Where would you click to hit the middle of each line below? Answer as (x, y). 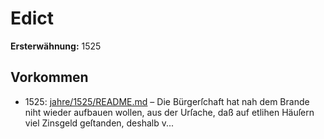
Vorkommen (49, 77)
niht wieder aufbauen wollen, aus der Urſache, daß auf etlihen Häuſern (169, 112)
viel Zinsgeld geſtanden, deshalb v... (99, 123)
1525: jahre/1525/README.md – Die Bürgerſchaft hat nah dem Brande (167, 101)
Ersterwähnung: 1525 (56, 46)
